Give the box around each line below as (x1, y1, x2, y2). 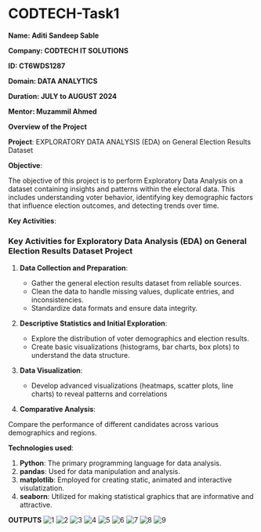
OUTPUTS (8, 516, 42, 525)
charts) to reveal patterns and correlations (31, 389, 168, 399)
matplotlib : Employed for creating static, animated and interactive (19, 476, 233, 485)
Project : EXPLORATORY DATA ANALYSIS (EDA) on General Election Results (8, 137, 252, 146)
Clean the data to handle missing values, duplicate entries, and (31, 287, 234, 297)
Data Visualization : (19, 366, 83, 375)
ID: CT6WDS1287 (8, 60, 66, 71)
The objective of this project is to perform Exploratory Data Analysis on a (8, 176, 244, 185)
